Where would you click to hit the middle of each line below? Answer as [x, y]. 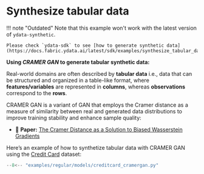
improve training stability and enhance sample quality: [74, 118]
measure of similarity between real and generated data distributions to [94, 111]
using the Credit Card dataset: [44, 154]
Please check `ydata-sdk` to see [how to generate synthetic [85, 45]
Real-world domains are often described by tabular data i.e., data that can [99, 73]
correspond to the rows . [37, 93]
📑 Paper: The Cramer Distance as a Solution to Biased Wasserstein [99, 129]
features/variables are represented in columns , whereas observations [96, 87]
